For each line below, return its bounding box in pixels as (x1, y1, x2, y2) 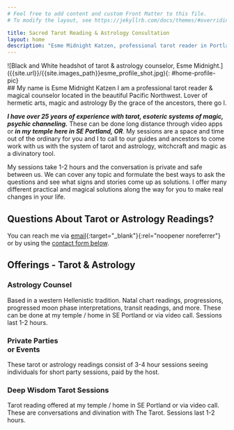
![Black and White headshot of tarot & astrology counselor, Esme (7, 62, 193, 70)
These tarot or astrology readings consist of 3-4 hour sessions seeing (7, 360, 208, 368)
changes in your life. (7, 193, 66, 201)
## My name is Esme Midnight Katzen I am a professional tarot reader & (7, 84, 214, 92)
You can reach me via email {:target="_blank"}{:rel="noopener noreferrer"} (7, 231, 221, 240)
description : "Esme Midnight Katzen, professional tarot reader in (7, 43, 208, 50)
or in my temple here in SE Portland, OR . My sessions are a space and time (7, 127, 224, 136)
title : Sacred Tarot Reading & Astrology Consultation (7, 29, 170, 36)
